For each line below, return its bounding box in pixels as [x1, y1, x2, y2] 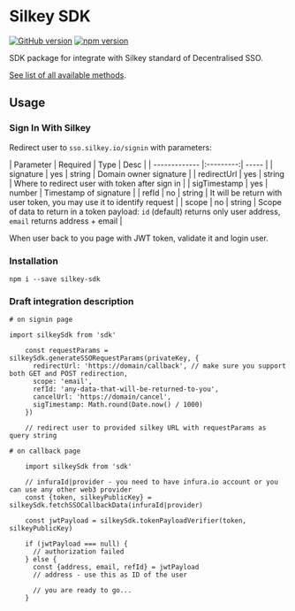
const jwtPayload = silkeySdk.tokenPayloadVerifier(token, [25, 516, 247, 525]
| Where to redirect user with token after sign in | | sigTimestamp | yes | [9, 178, 269, 188]
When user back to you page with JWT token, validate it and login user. [9, 233, 269, 243]
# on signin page [9, 316, 73, 325]
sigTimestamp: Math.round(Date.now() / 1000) [32, 401, 203, 409]
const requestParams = [25, 347, 109, 355]
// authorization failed [32, 547, 125, 556]
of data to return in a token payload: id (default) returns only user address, [9, 206, 281, 217]
